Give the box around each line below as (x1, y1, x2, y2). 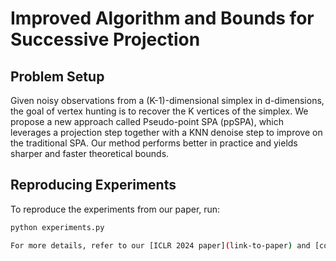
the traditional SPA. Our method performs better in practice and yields (10, 137, 298, 149)
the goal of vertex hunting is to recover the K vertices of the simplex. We (10, 105, 309, 117)
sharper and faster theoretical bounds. (10, 148, 170, 159)
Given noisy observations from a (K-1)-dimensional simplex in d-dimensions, (10, 95, 325, 106)
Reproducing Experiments (10, 177, 177, 194)
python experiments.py (10, 222, 105, 232)
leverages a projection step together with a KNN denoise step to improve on (10, 127, 323, 138)
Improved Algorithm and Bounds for (10, 7, 315, 30)
